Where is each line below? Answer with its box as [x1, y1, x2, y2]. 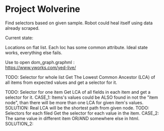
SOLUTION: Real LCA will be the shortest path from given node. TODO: [5, 105, 150, 111]
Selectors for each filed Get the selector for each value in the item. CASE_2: [5, 110, 159, 116]
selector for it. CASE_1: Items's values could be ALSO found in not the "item [5, 94, 158, 100]
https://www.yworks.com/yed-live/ [5, 65, 77, 70]
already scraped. [5, 25, 40, 31]
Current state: [5, 35, 34, 41]
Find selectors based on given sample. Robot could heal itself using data [5, 20, 153, 26]
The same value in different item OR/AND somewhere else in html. [5, 115, 140, 121]
